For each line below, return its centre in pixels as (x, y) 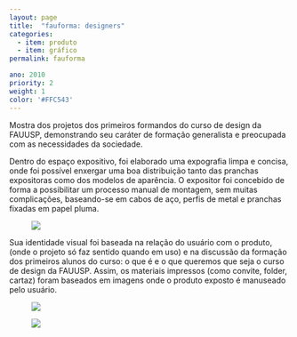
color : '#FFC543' (41, 100)
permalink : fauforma (48, 59)
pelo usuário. (33, 289)
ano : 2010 (28, 75)
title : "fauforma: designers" (67, 26)
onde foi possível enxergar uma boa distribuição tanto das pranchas (134, 171)
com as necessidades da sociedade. (76, 144)
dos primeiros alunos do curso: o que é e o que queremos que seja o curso (147, 261)
